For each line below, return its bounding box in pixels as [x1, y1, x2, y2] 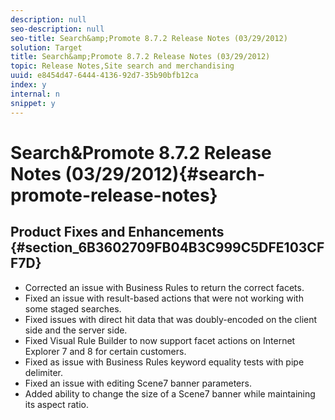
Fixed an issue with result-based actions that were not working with [24, 292, 304, 304]
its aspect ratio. [24, 398, 89, 410]
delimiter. [24, 366, 64, 378]
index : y [10, 80, 47, 90]
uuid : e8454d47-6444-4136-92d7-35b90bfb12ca [10, 71, 199, 81]
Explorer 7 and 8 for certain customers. [24, 345, 187, 357]
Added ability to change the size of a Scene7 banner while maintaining [24, 387, 316, 400]
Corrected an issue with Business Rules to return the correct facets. [24, 281, 305, 293]
